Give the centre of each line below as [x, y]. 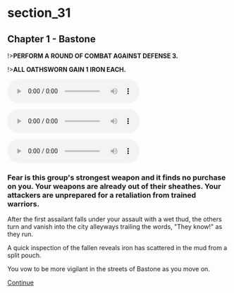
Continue [20, 282]
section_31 [39, 13]
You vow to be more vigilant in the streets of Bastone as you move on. [109, 269]
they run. [20, 235]
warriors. [24, 204]
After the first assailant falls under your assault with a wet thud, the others [115, 219]
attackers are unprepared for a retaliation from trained [102, 195]
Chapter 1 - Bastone [52, 39]
